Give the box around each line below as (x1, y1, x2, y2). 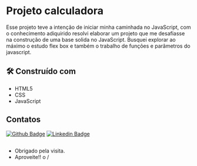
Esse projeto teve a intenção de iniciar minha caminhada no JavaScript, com (6, 24, 191, 31)
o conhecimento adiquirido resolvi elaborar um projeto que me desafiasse (6, 29, 185, 36)
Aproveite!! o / (14, 153, 49, 160)
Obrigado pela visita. (14, 147, 65, 154)
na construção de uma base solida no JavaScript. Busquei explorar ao (6, 36, 176, 43)
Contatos (6, 115, 41, 125)
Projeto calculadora (6, 4, 104, 18)
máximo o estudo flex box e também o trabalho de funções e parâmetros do (6, 42, 191, 49)
